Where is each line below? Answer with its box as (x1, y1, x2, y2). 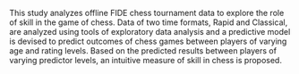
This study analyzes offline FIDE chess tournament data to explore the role (9, 8, 285, 18)
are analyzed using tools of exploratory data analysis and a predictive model (9, 27, 291, 37)
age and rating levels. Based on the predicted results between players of (9, 45, 278, 56)
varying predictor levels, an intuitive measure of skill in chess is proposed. (9, 55, 282, 65)
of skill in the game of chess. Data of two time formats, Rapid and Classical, (9, 17, 288, 28)
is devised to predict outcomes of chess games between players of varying (9, 36, 287, 46)
